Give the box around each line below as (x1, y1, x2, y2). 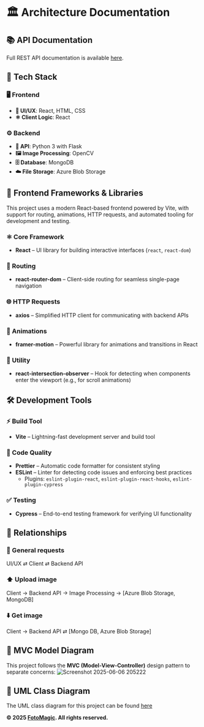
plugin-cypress (24, 482, 63, 488)
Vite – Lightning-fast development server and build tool (15, 433, 155, 440)
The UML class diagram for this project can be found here (6, 702, 153, 709)
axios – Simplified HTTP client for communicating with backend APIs (15, 311, 189, 319)
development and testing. (6, 217, 71, 224)
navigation (15, 282, 42, 289)
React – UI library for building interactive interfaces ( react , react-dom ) (15, 246, 191, 254)
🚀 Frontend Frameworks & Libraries (6, 188, 143, 199)
